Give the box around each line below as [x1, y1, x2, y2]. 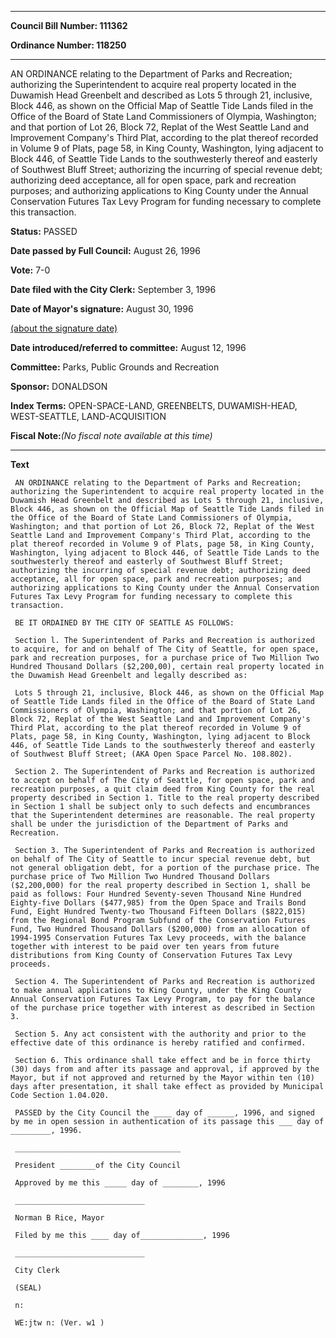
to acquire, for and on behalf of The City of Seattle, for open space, [10, 644, 320, 654]
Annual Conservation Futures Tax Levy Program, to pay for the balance [10, 994, 315, 1004]
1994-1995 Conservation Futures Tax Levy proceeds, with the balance [10, 933, 307, 943]
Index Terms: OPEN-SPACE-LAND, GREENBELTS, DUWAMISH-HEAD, [10, 400, 298, 411]
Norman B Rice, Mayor [14, 1213, 105, 1223]
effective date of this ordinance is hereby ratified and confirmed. [10, 1038, 307, 1048]
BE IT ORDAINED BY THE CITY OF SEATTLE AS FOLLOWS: [14, 618, 235, 628]
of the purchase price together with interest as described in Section [10, 1003, 315, 1013]
